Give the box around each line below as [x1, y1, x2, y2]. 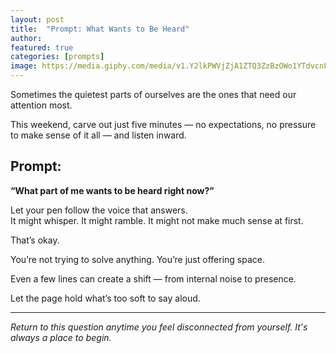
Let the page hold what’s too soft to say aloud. [10, 292, 201, 304]
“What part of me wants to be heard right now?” [10, 184, 215, 196]
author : [10, 33, 43, 43]
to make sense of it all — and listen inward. [10, 129, 187, 141]
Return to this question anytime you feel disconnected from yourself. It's [10, 321, 308, 333]
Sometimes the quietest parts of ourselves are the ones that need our [10, 89, 297, 100]
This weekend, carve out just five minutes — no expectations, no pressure [10, 119, 317, 130]
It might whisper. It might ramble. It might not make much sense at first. [10, 214, 304, 226]
